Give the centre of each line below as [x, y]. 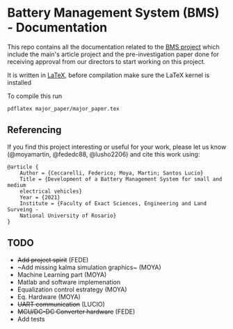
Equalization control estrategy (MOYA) [72, 289]
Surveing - [23, 209]
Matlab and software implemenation [69, 282]
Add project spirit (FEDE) [53, 259]
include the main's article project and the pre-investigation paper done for [113, 54]
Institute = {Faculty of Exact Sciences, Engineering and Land [113, 203]
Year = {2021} [40, 197]
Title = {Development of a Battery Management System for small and [121, 179]
